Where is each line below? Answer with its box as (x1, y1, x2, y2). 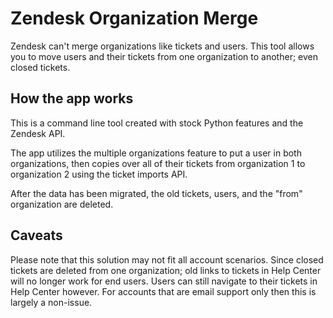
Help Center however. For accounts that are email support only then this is (10, 285, 317, 297)
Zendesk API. (10, 127, 66, 139)
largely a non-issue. (10, 296, 93, 308)
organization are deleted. (10, 198, 114, 210)
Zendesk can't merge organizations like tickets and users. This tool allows (10, 40, 315, 52)
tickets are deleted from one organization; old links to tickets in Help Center (10, 264, 322, 276)
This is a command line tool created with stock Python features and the (10, 117, 304, 129)
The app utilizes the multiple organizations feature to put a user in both (10, 147, 302, 159)
